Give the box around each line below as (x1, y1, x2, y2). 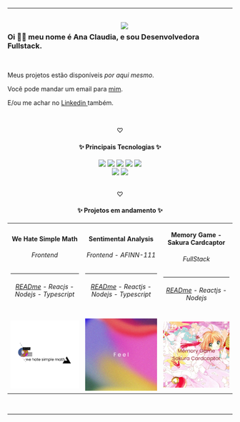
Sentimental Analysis (88, 234, 154, 243)
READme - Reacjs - (15, 282, 74, 291)
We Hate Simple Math (11, 234, 78, 243)
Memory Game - (171, 231, 222, 239)
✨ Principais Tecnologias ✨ (78, 142, 162, 151)
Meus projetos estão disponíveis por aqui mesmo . (7, 71, 155, 79)
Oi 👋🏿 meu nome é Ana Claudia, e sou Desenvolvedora (7, 31, 200, 41)
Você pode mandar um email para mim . (7, 85, 124, 94)
